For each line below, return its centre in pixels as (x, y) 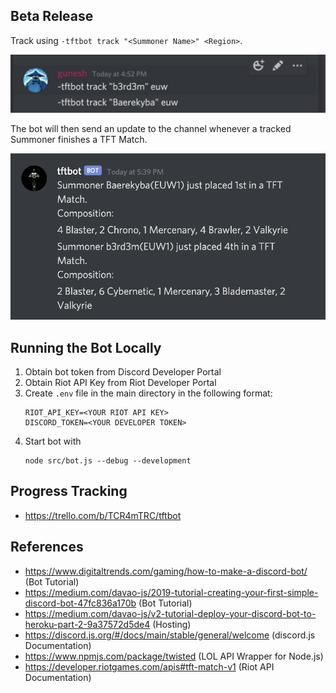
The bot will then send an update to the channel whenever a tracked (151, 129)
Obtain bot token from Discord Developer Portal (123, 371)
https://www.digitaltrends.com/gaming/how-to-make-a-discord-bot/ (166, 571)
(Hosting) (172, 624)
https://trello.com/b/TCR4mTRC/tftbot (103, 515)
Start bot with (53, 441)
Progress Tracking (69, 491)
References (47, 547)
